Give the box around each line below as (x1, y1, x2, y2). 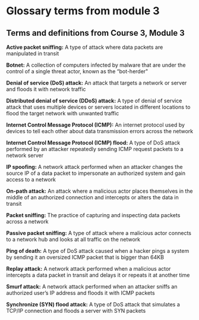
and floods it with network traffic (6, 86, 86, 93)
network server (6, 152, 43, 159)
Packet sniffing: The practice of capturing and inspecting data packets (6, 212, 181, 218)
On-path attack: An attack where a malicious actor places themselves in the (6, 187, 193, 194)
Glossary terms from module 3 (6, 4, 160, 18)
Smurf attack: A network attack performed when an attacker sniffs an (6, 283, 178, 290)
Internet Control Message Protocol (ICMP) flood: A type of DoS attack (6, 139, 181, 146)
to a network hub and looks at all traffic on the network (6, 236, 141, 243)
